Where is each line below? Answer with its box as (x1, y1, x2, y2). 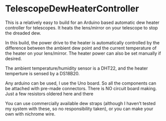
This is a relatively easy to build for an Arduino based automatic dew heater (5, 19, 160, 25)
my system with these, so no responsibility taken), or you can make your (5, 106, 154, 112)
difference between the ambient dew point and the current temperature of (5, 45, 157, 51)
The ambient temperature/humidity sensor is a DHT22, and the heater (5, 65, 148, 71)
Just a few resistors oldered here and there (5, 91, 93, 97)
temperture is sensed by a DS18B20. (5, 70, 80, 76)
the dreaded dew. (5, 30, 41, 36)
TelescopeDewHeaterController (5, 3, 139, 14)
